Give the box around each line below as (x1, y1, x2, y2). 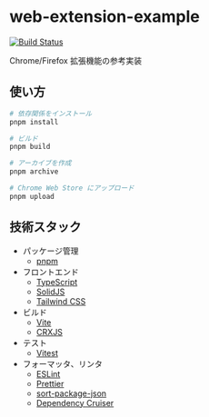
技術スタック (9, 220, 82, 235)
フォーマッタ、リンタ (22, 358, 103, 369)
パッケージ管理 (22, 245, 79, 256)
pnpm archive (9, 167, 59, 176)
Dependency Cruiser (35, 397, 114, 408)
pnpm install (9, 117, 59, 126)
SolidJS (35, 286, 65, 297)
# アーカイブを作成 (9, 159, 72, 168)
